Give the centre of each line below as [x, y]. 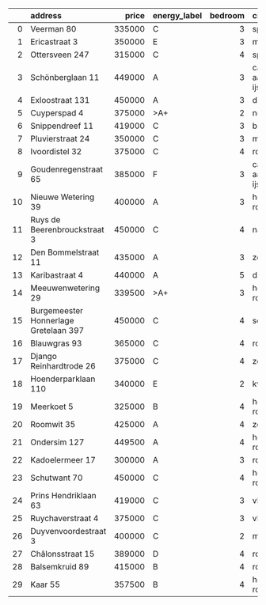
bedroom [227, 15]
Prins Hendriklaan [63, 495]
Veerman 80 [53, 29]
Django [44, 356]
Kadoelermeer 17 [63, 460]
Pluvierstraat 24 [60, 139]
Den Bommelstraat [65, 252]
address [46, 15]
